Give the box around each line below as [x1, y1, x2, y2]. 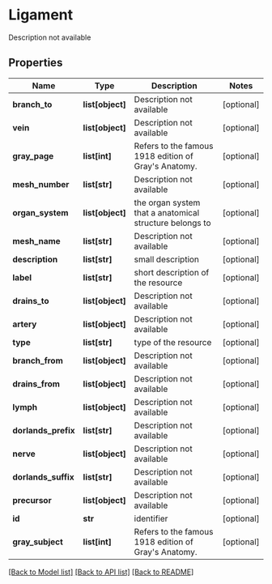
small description [134, 254, 200, 265]
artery [12, 318, 37, 330]
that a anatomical [134, 207, 200, 218]
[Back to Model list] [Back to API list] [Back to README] [8, 567, 194, 577]
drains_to [12, 295, 50, 306]
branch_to [12, 99, 53, 110]
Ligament [8, 6, 74, 24]
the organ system [134, 197, 201, 208]
